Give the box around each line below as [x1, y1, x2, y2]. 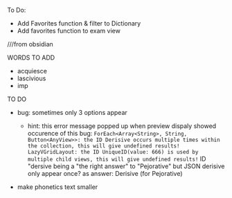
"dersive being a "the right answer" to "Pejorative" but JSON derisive [27, 162, 225, 170]
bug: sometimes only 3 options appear [17, 109, 128, 116]
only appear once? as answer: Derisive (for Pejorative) [27, 170, 183, 177]
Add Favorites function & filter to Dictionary [17, 19, 141, 27]
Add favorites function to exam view [17, 27, 121, 35]
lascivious [17, 74, 46, 82]
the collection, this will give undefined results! [27, 143, 180, 150]
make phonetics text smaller [17, 183, 98, 191]
